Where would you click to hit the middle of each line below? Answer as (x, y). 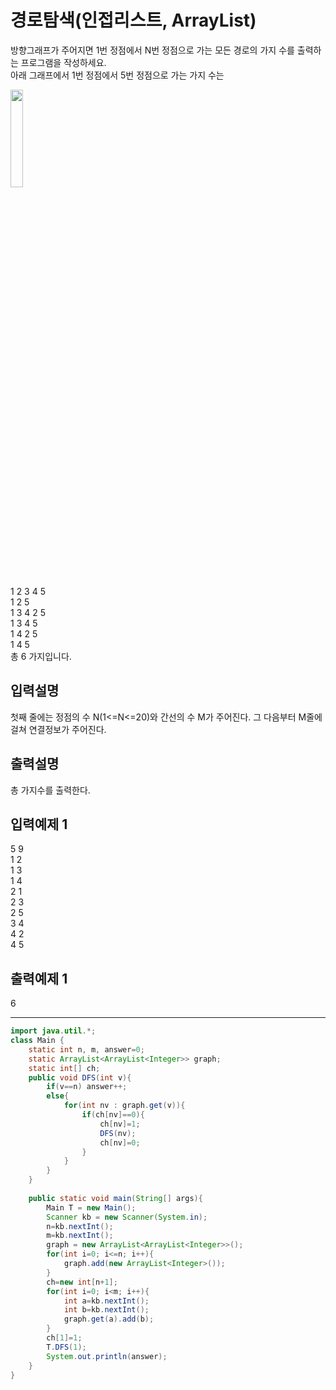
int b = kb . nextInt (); (106, 1310)
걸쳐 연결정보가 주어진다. (58, 729)
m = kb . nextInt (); (80, 1236)
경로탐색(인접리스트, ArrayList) (133, 20)
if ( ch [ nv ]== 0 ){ (113, 1115)
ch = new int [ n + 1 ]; (82, 1282)
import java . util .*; (53, 1031)
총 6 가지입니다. (41, 656)
